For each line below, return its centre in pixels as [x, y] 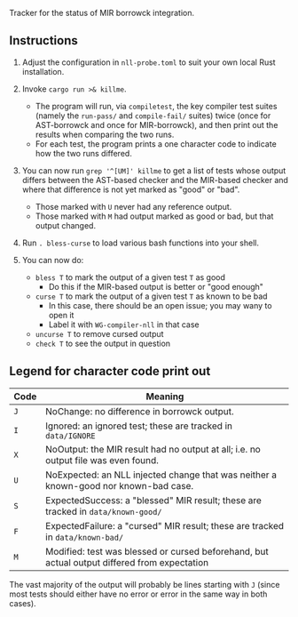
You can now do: [53, 260]
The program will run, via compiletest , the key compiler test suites [156, 106]
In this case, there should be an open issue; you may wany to [160, 305]
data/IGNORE [71, 436]
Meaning [165, 397]
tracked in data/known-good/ [104, 511]
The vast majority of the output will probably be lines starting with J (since [145, 584]
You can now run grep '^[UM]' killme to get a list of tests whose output [154, 170]
